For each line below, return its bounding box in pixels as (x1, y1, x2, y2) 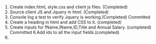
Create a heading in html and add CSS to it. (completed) (9, 19, 122, 25)
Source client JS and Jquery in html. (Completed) (9, 9, 109, 15)
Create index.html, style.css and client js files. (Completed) (9, 4, 128, 10)
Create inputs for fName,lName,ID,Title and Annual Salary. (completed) (9, 24, 152, 30)
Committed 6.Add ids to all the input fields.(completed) (9, 30, 120, 35)
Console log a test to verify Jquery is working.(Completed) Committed (9, 14, 151, 20)
